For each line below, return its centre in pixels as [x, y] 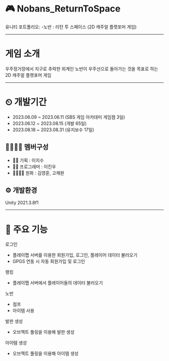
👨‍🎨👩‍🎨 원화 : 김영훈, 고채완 [38, 173]
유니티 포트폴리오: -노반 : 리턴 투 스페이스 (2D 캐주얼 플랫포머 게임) [71, 27]
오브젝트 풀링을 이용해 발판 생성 [43, 332]
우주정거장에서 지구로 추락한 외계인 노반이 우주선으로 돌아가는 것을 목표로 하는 [82, 69]
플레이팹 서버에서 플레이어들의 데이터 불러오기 [58, 283]
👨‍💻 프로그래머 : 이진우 [34, 167]
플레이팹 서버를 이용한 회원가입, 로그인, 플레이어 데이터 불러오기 [75, 255]
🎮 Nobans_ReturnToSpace [63, 9]
